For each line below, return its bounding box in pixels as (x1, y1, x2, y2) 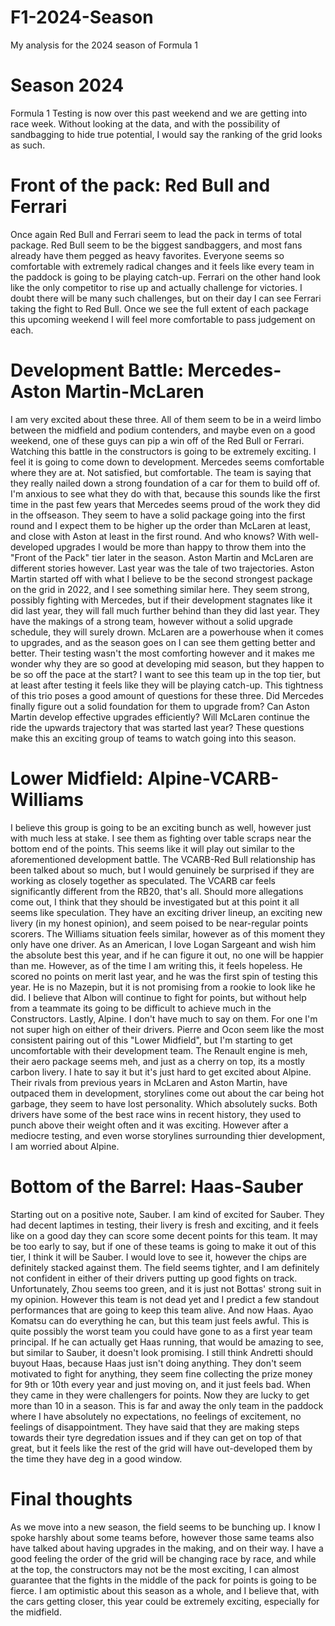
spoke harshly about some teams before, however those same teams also (10, 1531, 315, 1543)
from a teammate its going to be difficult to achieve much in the (10, 1002, 272, 1014)
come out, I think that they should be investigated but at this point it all (10, 896, 300, 908)
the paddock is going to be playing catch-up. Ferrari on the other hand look (10, 271, 321, 283)
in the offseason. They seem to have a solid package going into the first (10, 509, 306, 521)
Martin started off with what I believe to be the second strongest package (10, 572, 313, 585)
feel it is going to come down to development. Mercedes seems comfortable (10, 456, 325, 468)
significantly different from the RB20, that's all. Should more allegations (10, 885, 304, 897)
